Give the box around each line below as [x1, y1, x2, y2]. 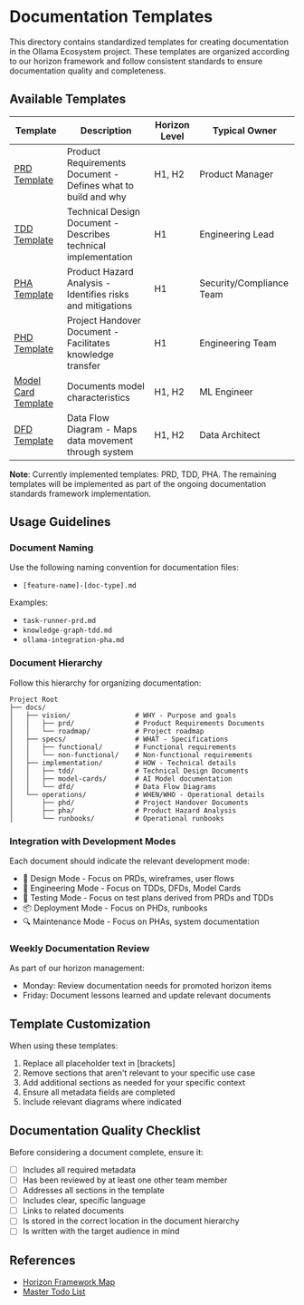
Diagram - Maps [66, 423, 138, 435]
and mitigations [66, 299, 133, 312]
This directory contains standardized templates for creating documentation [9, 36, 290, 47]
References [9, 1252, 76, 1268]
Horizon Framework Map [22, 1277, 116, 1288]
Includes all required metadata [22, 1164, 137, 1175]
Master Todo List [22, 1286, 86, 1298]
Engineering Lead [198, 228, 274, 240]
